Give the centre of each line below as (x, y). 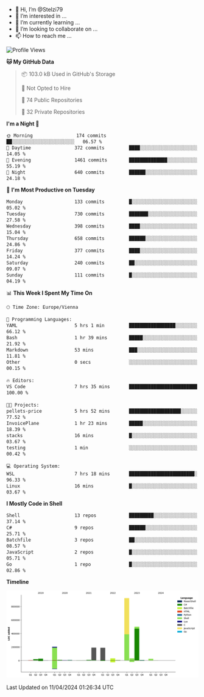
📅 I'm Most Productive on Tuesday (51, 190)
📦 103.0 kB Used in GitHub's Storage (68, 74)
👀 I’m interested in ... (41, 16)
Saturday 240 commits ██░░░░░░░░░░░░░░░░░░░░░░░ (102, 263)
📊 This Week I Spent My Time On (49, 293)
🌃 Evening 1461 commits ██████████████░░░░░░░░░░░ (102, 160)
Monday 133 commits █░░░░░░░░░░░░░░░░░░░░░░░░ (102, 202)
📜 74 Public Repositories (52, 100)
